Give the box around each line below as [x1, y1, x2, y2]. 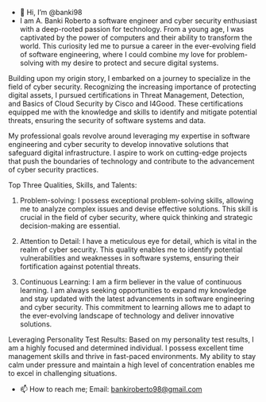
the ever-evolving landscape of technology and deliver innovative [19, 311, 234, 320]
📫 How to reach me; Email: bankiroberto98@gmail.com [19, 385, 202, 393]
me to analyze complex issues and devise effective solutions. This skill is [19, 204, 258, 214]
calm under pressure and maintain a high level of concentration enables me [8, 360, 256, 369]
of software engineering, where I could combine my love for [19, 50, 216, 59]
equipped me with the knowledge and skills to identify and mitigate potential [8, 107, 258, 117]
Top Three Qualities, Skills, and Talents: [8, 180, 137, 190]
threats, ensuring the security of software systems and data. [8, 116, 206, 125]
